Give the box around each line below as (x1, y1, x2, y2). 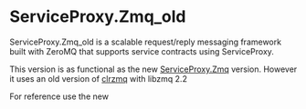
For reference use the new (9, 91, 110, 102)
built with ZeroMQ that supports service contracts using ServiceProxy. (9, 45, 274, 56)
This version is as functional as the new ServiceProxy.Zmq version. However (9, 64, 298, 74)
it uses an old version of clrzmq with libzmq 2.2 (9, 73, 187, 84)
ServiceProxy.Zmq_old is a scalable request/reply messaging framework (9, 36, 281, 47)
